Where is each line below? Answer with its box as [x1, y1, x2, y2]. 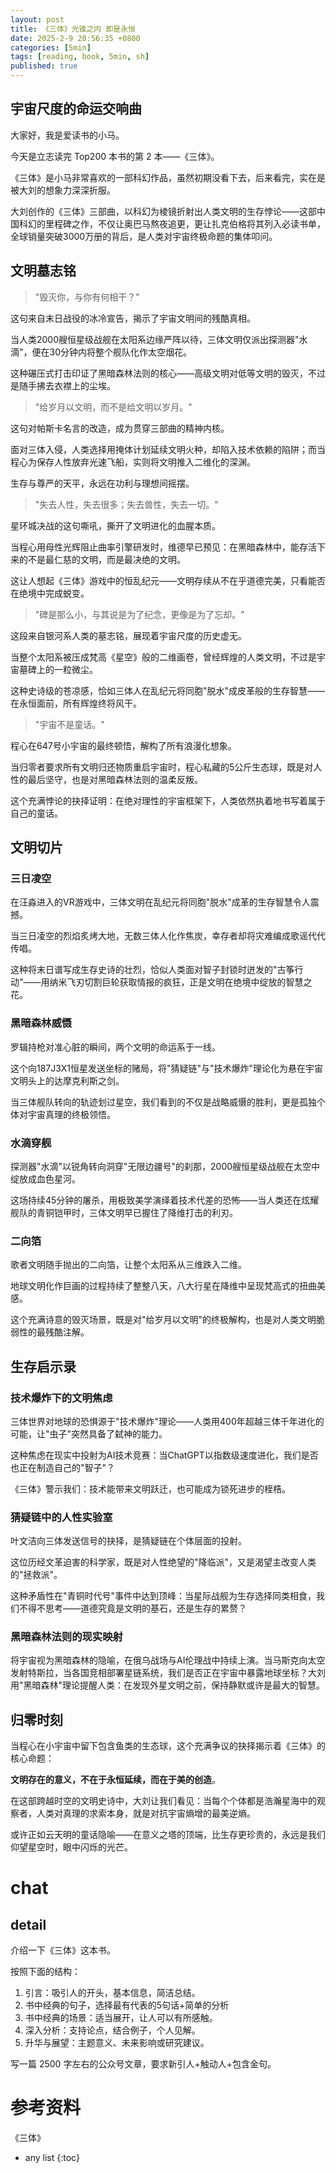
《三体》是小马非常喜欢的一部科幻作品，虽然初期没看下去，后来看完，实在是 [10, 171, 326, 183]
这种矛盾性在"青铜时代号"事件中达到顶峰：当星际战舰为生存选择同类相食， [10, 1590, 317, 1602]
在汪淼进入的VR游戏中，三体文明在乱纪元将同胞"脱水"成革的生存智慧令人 [10, 896, 311, 908]
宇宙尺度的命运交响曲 [10, 101, 142, 118]
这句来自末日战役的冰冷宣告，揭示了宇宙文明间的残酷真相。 [10, 312, 256, 324]
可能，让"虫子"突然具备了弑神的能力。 [10, 1427, 168, 1440]
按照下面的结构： [10, 1966, 81, 1978]
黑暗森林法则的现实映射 [10, 1630, 123, 1644]
